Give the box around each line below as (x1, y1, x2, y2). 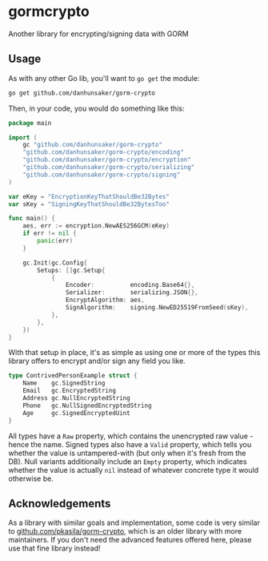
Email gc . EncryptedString (22, 387, 116, 395)
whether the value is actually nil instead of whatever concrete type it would (8, 465, 259, 474)
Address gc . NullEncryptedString (22, 394, 130, 402)
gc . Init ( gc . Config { (22, 259, 88, 267)
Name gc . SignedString (22, 379, 106, 387)
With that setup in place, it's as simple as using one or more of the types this (8, 348, 261, 357)
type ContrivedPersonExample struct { (8, 372, 138, 380)
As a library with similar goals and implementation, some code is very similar (8, 518, 260, 527)
